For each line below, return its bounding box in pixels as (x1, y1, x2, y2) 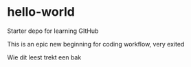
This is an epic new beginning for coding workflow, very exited (7, 40, 185, 48)
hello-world (7, 4, 76, 20)
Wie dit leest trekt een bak (7, 53, 82, 62)
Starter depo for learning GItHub (7, 27, 99, 35)
